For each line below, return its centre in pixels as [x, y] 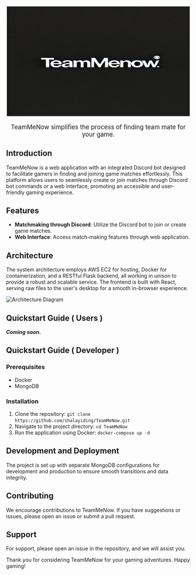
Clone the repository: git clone [52, 414]
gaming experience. [50, 192]
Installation [23, 401]
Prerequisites [25, 367]
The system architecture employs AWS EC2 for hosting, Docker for [87, 270]
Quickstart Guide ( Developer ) [63, 351]
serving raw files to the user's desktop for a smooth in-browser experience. [97, 288]
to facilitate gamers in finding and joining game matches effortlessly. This [94, 174]
